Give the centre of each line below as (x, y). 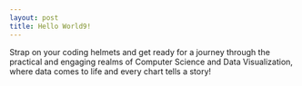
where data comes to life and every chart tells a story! (111, 71)
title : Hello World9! (50, 26)
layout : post (34, 18)
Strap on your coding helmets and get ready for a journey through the (140, 52)
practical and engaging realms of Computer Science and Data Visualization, (151, 62)
